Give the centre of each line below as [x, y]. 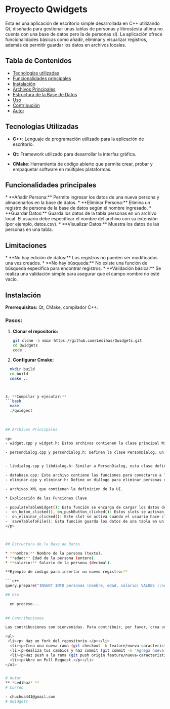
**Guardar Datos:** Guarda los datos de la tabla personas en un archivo [81, 213]
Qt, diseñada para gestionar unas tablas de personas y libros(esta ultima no [84, 28]
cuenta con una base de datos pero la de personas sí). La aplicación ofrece [84, 34]
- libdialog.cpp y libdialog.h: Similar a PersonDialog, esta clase [79, 466]
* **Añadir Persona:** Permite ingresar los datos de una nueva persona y [82, 197]
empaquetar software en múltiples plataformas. [62, 169]
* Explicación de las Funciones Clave [46, 498]
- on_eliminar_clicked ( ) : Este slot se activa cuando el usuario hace [82, 517]
